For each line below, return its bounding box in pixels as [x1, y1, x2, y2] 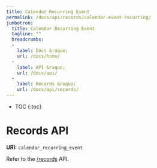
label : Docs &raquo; [17, 48, 68, 54]
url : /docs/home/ [17, 53, 61, 59]
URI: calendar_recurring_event [6, 143, 83, 151]
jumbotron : [6, 20, 34, 26]
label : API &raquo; [17, 64, 66, 71]
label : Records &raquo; [17, 81, 77, 87]
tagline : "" [11, 31, 42, 37]
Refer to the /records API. [6, 155, 69, 162]
